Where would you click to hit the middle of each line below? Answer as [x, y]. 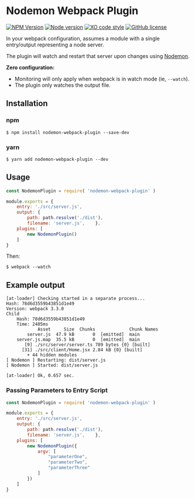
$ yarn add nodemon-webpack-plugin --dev [57, 159]
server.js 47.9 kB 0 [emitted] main [84, 335]
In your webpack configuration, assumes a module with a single [83, 38]
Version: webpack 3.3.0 [35, 309]
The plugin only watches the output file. [62, 85]
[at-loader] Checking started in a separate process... [76, 299]
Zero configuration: [30, 67]
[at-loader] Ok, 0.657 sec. [40, 376]
